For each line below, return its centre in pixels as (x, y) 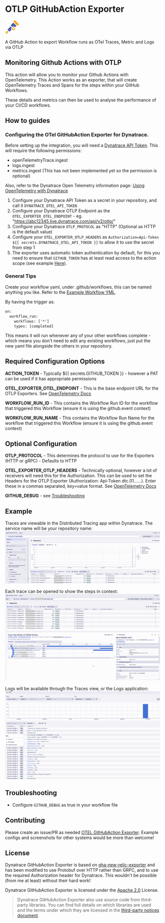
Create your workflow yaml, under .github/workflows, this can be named (78, 287)
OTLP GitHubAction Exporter (65, 9)
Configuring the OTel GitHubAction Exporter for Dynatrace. (77, 135)
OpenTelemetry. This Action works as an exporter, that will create (71, 80)
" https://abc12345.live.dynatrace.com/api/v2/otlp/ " (64, 221)
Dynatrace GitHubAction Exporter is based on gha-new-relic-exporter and (80, 865)
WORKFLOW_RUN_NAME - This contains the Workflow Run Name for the (80, 418)
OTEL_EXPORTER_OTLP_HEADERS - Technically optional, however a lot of (81, 471)
